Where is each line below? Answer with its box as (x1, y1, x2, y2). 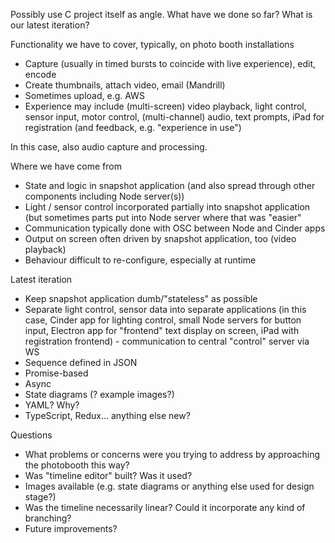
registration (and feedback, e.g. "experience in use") (24, 122, 242, 133)
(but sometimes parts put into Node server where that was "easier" (24, 212, 302, 223)
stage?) (24, 491, 57, 503)
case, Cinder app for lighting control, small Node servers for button (24, 314, 302, 326)
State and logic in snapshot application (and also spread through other (24, 180, 316, 191)
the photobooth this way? (24, 459, 130, 471)
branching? (24, 512, 72, 524)
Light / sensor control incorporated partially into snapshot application (24, 201, 311, 213)
